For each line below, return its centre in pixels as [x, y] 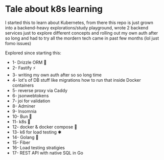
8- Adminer [24, 106]
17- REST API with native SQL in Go [47, 153]
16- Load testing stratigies [38, 147]
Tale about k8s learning [54, 9]
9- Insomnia [24, 111]
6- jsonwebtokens [30, 95]
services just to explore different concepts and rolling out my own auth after [82, 33]
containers [23, 85]
